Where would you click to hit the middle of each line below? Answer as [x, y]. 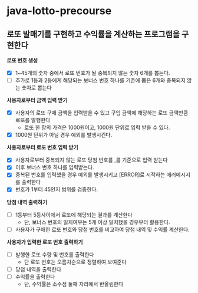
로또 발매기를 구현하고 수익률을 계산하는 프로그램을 [93, 34]
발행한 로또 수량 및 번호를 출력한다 [55, 254]
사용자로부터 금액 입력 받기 [37, 100]
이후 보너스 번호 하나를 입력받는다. [55, 167]
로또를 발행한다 [33, 120]
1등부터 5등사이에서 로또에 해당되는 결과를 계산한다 [74, 215]
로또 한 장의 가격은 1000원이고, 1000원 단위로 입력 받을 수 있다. [97, 127]
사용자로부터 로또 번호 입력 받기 [42, 147]
